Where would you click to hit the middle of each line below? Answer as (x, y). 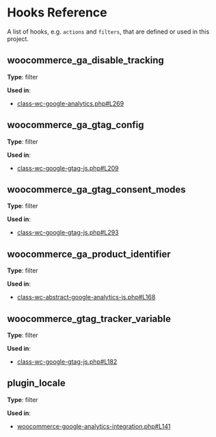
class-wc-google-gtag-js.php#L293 (68, 233)
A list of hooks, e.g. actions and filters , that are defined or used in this (108, 32)
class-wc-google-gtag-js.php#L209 (68, 168)
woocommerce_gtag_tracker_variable (89, 319)
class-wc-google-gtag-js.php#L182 (67, 362)
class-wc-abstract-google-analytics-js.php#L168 (86, 297)
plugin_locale (37, 383)
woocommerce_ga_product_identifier (89, 254)
